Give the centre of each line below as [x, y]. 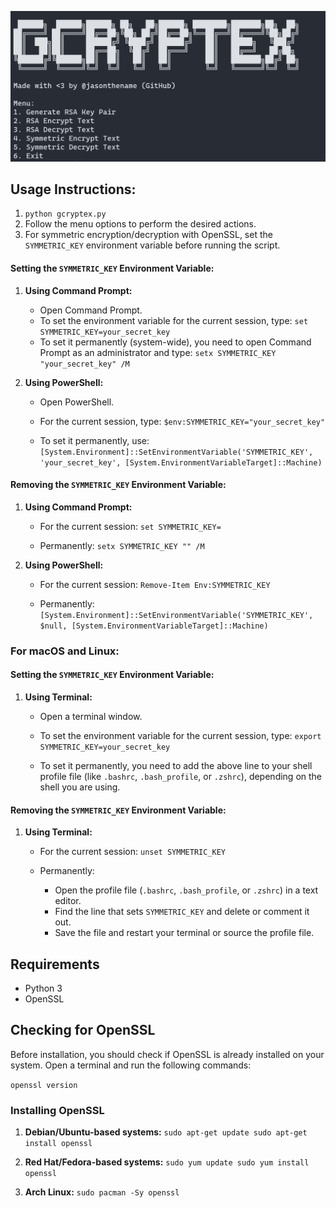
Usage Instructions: [73, 189]
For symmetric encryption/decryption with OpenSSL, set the [148, 235]
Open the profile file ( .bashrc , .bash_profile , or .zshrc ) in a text [186, 890]
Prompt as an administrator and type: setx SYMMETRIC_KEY [158, 352]
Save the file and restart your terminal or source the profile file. [184, 933]
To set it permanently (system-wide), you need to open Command [175, 342]
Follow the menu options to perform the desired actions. [140, 224]
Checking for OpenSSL [83, 1030]
